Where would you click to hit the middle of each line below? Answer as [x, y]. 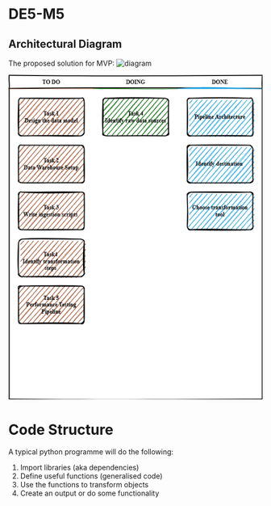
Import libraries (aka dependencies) [79, 468]
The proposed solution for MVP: [62, 63]
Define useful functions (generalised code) [91, 476]
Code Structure [61, 430]
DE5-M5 [37, 14]
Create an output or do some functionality [90, 493]
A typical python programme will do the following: [91, 452]
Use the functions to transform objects [84, 485]
